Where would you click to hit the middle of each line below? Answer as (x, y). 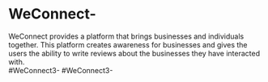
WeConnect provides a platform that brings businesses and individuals (126, 36)
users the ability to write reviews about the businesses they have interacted (134, 53)
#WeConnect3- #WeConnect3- (61, 70)
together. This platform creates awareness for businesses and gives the (128, 44)
